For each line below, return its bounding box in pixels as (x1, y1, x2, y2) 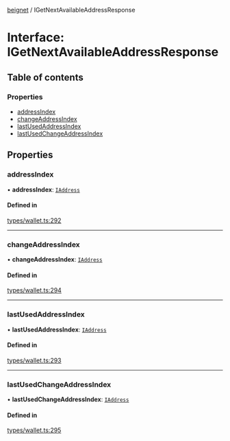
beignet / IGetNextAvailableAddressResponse (7, 6, 136, 14)
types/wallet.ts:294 (7, 286, 62, 294)
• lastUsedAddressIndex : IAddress (7, 325, 107, 333)
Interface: (7, 30, 65, 45)
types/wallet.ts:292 (7, 216, 62, 225)
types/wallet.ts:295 (7, 426, 62, 434)
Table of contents (7, 71, 84, 83)
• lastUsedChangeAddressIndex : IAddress (7, 395, 129, 403)
